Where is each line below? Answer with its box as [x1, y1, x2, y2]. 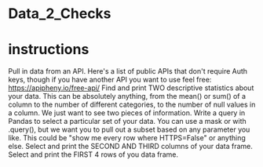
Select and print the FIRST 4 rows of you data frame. [8, 150, 179, 159]
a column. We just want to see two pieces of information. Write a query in [8, 108, 246, 118]
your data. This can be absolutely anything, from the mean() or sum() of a [8, 92, 246, 101]
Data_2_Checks [8, 5, 111, 23]
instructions [8, 41, 89, 59]
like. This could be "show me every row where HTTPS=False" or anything [8, 133, 246, 143]
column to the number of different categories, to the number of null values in [8, 100, 256, 110]
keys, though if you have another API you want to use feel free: [8, 75, 212, 85]
